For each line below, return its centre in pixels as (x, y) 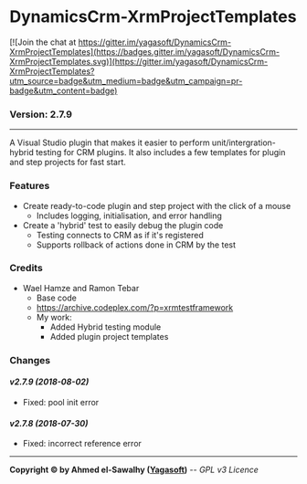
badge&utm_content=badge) (64, 90)
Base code (57, 298)
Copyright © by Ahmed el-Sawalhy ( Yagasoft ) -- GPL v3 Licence (134, 470)
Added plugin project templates (109, 336)
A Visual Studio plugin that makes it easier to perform (110, 142)
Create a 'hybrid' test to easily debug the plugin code (123, 225)
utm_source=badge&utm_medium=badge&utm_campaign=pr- (126, 80)
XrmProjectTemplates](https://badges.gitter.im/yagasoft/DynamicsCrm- (145, 51)
